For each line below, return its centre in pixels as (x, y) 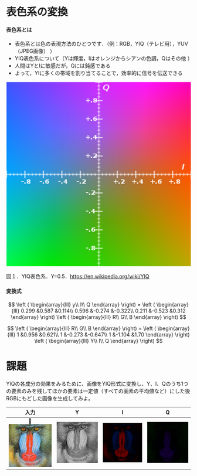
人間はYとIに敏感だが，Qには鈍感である (62, 66)
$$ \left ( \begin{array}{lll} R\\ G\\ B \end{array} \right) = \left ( (81, 328)
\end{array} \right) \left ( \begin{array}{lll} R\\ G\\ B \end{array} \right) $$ (98, 317)
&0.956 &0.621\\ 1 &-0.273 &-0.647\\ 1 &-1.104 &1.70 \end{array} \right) (105, 334)
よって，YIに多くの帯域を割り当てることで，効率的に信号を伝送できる (98, 73)
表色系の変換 (37, 12)
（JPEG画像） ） (35, 51)
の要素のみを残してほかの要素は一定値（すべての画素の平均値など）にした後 (98, 391)
